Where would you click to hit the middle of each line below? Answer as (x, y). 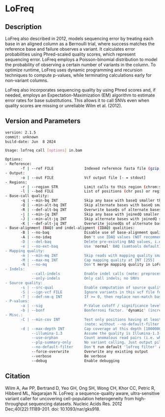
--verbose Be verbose (69, 356)
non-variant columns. (27, 80)
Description (23, 27)
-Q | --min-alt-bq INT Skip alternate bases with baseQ (86, 205)
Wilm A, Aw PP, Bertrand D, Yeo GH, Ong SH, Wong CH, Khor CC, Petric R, (80, 388)
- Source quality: (24, 283)
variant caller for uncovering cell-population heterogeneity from (69, 398)
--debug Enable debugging (75, 361)
